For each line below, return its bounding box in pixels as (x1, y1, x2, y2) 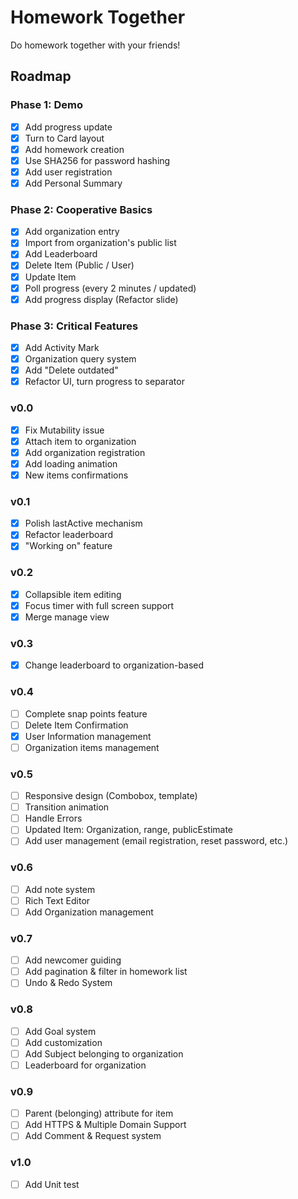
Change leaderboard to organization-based (24, 659, 205, 671)
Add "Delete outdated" (24, 364, 119, 376)
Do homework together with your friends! (10, 39, 181, 51)
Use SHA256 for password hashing (24, 154, 171, 166)
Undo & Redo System (24, 977, 113, 989)
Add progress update (24, 121, 113, 133)
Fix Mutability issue (24, 424, 105, 436)
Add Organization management (24, 906, 154, 918)
